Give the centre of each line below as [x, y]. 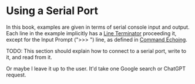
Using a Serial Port [52, 11]
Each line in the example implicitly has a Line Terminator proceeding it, [91, 33]
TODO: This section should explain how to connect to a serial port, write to [96, 51]
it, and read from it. [29, 57]
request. [16, 75]
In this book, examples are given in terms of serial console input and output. [98, 27]
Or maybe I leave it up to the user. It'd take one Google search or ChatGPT [96, 68]
